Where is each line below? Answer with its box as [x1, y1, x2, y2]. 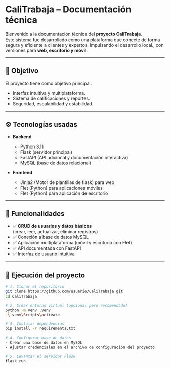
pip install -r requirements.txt [5, 326, 76, 332]
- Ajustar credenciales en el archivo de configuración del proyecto [5, 345, 155, 350]
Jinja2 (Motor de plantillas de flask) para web [20, 179, 115, 186]
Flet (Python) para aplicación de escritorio [20, 190, 108, 196]
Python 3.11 [20, 143, 44, 150]
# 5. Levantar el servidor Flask [5, 354, 76, 359]
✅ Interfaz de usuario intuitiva [12, 251, 75, 257]
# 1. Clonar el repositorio [5, 284, 65, 289]
